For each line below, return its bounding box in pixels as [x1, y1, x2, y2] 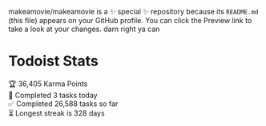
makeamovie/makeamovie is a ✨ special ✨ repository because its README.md [8, 7, 259, 16]
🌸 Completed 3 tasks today [8, 90, 98, 100]
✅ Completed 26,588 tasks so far [8, 99, 119, 108]
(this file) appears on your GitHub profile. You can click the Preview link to [8, 16, 252, 25]
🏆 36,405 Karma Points [8, 79, 88, 89]
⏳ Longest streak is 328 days [8, 108, 106, 118]
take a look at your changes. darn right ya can [8, 24, 160, 33]
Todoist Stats [8, 52, 99, 70]
